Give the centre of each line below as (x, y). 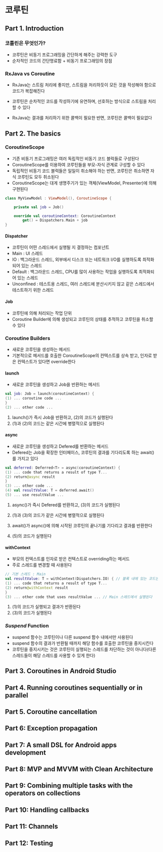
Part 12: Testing (29, 843)
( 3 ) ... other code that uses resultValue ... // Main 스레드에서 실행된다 (79, 597)
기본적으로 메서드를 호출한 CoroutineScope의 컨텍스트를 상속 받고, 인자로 (82, 355)
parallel (16, 695)
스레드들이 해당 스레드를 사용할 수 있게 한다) (54, 655)
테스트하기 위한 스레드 (33, 290)
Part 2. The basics (33, 133)
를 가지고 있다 (25, 458)
